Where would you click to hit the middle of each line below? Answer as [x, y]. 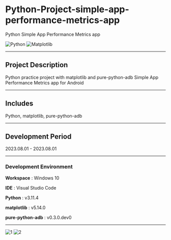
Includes [19, 104]
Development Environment [39, 167]
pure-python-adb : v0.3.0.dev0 [39, 217]
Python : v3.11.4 [22, 198]
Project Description [37, 65]
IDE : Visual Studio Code [31, 188]
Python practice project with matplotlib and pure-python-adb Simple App [82, 77]
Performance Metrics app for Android [45, 83]
